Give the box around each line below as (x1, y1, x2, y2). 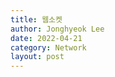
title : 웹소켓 (10, 14, 63, 25)
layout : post (10, 52, 65, 62)
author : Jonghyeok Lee (10, 24, 105, 34)
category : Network (10, 42, 87, 53)
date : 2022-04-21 (10, 33, 83, 43)
